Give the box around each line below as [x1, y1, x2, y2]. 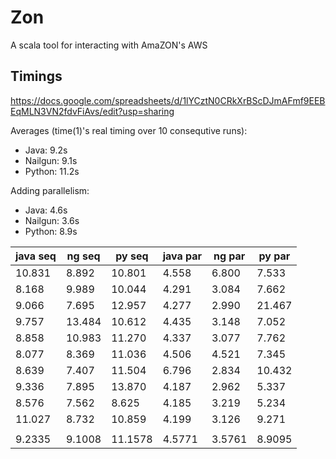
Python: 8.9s [24, 225, 78, 237]
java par [162, 249, 203, 263]
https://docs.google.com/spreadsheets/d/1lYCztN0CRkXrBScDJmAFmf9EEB [10, 94, 326, 106]
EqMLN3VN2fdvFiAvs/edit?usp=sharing [10, 105, 175, 117]
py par [258, 249, 291, 263]
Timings [10, 68, 63, 85]
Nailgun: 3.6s [24, 214, 80, 226]
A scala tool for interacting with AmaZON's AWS [10, 39, 208, 51]
